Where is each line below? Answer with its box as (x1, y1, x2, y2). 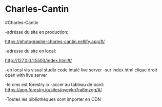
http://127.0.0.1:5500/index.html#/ (5, 57, 72, 63)
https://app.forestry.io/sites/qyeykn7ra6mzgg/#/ (5, 86, 102, 92)
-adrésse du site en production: (5, 29, 68, 35)
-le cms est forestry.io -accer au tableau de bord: (5, 82, 104, 87)
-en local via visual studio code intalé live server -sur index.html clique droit (5, 67, 158, 73)
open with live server (5, 72, 47, 78)
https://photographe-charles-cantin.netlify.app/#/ (5, 38, 105, 44)
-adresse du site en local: (5, 48, 56, 54)
